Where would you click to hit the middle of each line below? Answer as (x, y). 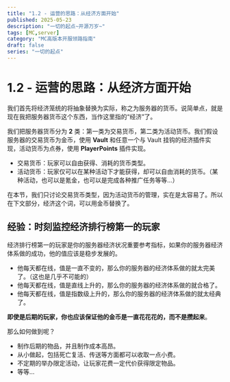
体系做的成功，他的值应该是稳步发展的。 (64, 253)
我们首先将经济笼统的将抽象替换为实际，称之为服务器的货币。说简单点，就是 (115, 108)
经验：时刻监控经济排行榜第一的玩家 (84, 227)
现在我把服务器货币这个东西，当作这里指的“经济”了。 (82, 117)
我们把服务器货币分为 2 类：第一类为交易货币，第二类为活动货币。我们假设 (113, 131)
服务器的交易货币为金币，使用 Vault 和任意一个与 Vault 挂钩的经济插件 (106, 140)
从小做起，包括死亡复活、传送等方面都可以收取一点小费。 (98, 355)
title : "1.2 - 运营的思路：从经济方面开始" (63, 13)
